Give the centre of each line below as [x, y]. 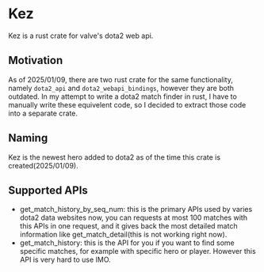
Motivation [36, 60]
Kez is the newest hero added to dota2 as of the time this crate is [114, 157]
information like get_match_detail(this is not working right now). [123, 235]
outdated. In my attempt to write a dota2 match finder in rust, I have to [123, 96]
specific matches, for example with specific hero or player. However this [138, 251]
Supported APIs [48, 190]
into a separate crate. [43, 113]
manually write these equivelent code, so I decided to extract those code [127, 104]
